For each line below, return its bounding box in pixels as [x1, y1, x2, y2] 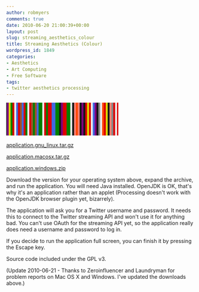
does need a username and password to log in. [6, 226, 123, 233]
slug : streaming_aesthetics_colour [6, 35, 95, 41]
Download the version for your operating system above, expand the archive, [6, 176, 194, 183]
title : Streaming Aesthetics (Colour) [6, 41, 103, 47]
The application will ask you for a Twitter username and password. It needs [6, 207, 191, 214]
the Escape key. [6, 244, 45, 251]
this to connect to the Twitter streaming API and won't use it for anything [6, 213, 185, 220]
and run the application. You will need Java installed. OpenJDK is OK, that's [6, 183, 192, 190]
